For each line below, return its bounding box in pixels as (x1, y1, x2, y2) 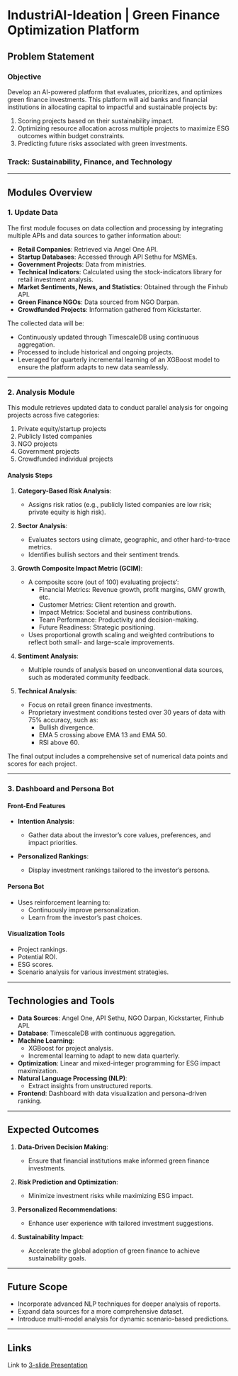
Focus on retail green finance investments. (28, 700, 153, 709)
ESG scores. (17, 960, 54, 968)
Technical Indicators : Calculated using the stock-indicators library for (17, 267, 222, 276)
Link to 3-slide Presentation (7, 1361, 89, 1370)
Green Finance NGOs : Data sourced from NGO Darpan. (17, 298, 180, 306)
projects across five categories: (7, 411, 100, 420)
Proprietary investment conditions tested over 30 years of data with (28, 708, 226, 717)
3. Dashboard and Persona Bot (7, 784, 115, 794)
